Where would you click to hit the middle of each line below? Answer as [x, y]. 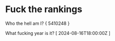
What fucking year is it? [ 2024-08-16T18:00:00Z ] [58, 33]
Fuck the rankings [44, 9]
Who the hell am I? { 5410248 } [37, 23]
